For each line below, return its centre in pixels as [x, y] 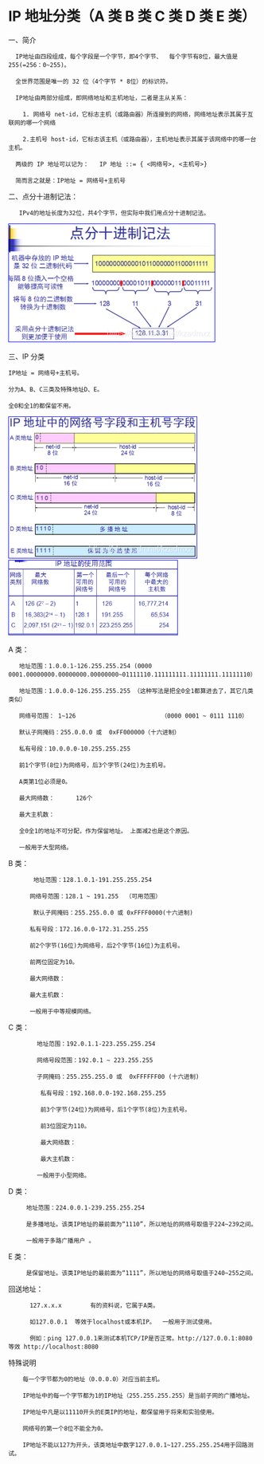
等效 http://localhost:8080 [54, 1347]
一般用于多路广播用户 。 [60, 1241]
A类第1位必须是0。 [45, 781]
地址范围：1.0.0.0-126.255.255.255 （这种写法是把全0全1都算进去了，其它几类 [136, 691]
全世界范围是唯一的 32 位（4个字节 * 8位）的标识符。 [94, 81]
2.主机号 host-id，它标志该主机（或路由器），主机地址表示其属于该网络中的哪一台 [140, 139]
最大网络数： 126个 [56, 798]
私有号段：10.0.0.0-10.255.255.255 [75, 749]
